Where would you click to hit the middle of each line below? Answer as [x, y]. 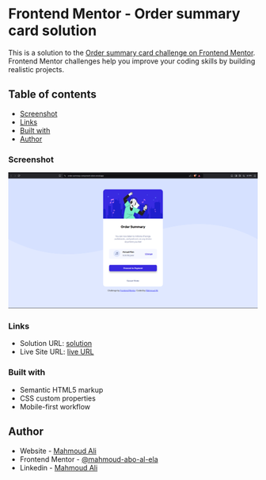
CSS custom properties [58, 398]
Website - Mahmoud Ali [58, 451]
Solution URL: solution [56, 344]
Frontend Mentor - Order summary [124, 14]
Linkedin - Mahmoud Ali [59, 467]
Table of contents [52, 95]
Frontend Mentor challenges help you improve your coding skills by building [132, 61]
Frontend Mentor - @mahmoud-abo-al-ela [89, 459]
